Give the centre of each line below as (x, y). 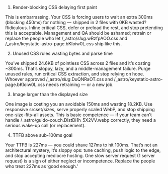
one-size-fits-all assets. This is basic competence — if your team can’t (78, 115)
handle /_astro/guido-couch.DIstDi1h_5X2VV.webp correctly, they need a (80, 120)
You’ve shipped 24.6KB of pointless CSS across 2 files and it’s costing (78, 63)
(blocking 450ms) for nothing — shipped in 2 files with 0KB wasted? (76, 22)
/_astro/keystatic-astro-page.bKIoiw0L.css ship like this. (64, 44)
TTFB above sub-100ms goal (43, 135)
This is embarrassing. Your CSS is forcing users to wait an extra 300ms (79, 17)
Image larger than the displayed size (50, 94)
